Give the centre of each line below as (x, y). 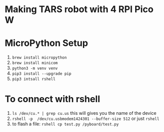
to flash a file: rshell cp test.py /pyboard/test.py (65, 124)
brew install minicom (35, 63)
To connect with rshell (52, 99)
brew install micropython (39, 58)
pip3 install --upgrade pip (42, 74)
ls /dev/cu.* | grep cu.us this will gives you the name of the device (84, 113)
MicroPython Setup (46, 43)
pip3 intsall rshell (34, 79)
